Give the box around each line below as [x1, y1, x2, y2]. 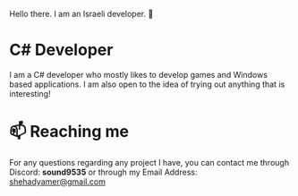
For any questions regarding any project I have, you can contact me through [9, 157, 289, 167]
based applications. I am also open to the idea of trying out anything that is [9, 79, 285, 89]
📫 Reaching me [9, 122, 130, 142]
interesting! [9, 88, 51, 98]
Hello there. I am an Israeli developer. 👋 [9, 9, 154, 19]
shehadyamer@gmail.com [9, 175, 106, 187]
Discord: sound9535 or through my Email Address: [9, 166, 198, 177]
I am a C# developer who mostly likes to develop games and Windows [9, 69, 268, 80]
